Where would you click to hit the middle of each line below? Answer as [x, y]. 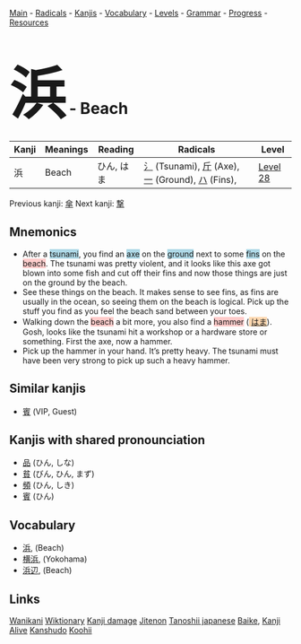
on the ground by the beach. [75, 283]
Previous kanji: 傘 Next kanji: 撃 [67, 203]
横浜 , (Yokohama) [55, 559]
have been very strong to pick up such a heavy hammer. [126, 360]
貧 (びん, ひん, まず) [58, 474]
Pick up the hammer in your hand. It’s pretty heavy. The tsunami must [150, 351]
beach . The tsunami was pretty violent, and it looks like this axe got [146, 263]
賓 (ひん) [38, 496]
